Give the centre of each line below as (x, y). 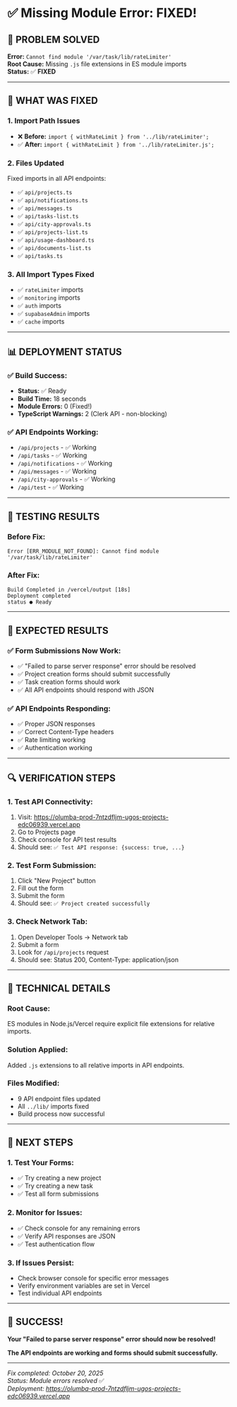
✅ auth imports (39, 306)
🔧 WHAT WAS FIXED (53, 101)
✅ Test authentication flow (56, 1244)
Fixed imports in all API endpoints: (57, 178)
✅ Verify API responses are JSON (66, 1236)
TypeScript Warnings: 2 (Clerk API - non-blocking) (92, 413)
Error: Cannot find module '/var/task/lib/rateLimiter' (89, 57)
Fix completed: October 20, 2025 (55, 1373)
